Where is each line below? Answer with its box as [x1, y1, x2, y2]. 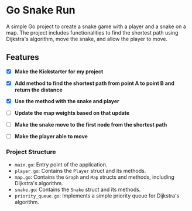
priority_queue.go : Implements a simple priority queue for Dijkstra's [14, 192, 180, 199]
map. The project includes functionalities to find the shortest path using [6, 29, 179, 36]
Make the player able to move [14, 133, 88, 140]
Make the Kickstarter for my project [14, 68, 104, 75]
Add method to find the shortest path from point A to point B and [14, 80, 174, 87]
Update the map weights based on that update [14, 109, 130, 116]
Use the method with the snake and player [14, 97, 120, 104]
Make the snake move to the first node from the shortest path [14, 121, 167, 128]
